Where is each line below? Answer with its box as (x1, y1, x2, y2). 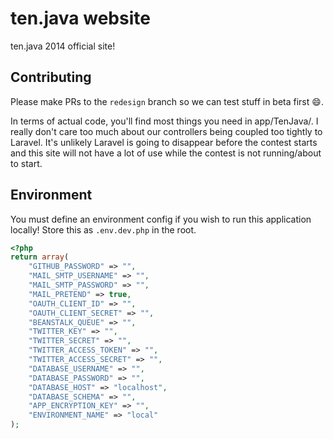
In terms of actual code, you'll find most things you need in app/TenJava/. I (10, 115, 319, 127)
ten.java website (10, 7, 151, 30)
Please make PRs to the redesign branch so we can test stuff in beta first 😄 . (10, 95, 324, 107)
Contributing (10, 69, 92, 86)
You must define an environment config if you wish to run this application (10, 213, 312, 225)
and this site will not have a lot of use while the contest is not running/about (10, 147, 322, 159)
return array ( (10, 252, 70, 262)
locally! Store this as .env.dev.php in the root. (10, 223, 197, 236)
